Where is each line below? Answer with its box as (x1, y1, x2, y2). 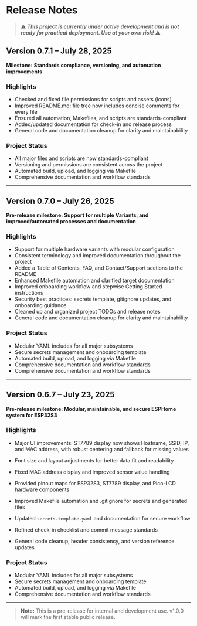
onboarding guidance (14, 302, 67, 309)
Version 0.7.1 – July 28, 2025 (6, 46, 113, 56)
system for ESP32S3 (6, 411, 57, 419)
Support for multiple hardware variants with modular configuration (14, 246, 175, 253)
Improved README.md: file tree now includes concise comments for (14, 102, 180, 109)
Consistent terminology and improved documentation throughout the (14, 252, 181, 259)
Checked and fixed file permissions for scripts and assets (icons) (14, 96, 172, 103)
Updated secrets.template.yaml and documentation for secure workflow (14, 515, 191, 522)
